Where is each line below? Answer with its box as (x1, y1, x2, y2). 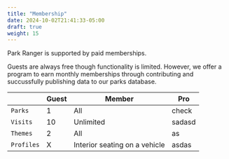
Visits (11, 118, 33, 126)
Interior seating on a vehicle (73, 140, 165, 150)
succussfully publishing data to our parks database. (7, 78, 157, 86)
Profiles (11, 141, 40, 149)
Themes (11, 130, 33, 137)
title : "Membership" (7, 10, 68, 18)
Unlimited (73, 117, 106, 127)
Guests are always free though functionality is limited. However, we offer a (7, 62, 222, 71)
